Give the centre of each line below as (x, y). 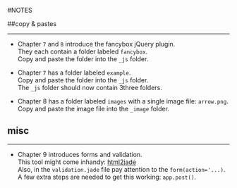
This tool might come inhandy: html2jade (77, 162)
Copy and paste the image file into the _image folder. (93, 109)
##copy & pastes (32, 24)
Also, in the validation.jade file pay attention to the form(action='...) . (121, 169)
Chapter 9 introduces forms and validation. (80, 154)
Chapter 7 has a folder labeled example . (74, 73)
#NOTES (20, 10)
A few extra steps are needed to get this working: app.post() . (107, 177)
